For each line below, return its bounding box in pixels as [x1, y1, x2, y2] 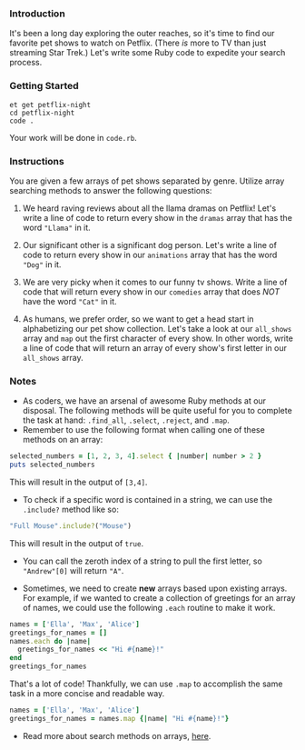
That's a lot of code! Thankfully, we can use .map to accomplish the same [9, 678, 283, 689]
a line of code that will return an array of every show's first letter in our [22, 342, 288, 353]
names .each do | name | [9, 636, 92, 645]
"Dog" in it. [22, 258, 62, 270]
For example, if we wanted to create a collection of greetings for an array [22, 592, 296, 603]
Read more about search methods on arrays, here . [22, 730, 212, 741]
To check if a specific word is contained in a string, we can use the [22, 494, 273, 505]
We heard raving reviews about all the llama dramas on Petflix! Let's [22, 203, 277, 214]
